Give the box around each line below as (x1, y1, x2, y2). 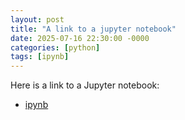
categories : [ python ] (10, 42, 101, 53)
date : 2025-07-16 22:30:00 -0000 (10, 33, 150, 43)
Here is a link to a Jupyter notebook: (10, 79, 160, 91)
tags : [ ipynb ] (10, 52, 70, 62)
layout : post (10, 14, 65, 25)
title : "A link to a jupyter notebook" (10, 24, 177, 34)
